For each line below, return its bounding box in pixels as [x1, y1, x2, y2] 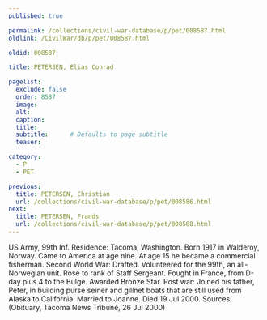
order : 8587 [15, 93, 57, 101]
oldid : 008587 [8, 49, 57, 57]
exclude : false [15, 86, 67, 94]
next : [8, 205, 27, 213]
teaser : [15, 139, 42, 147]
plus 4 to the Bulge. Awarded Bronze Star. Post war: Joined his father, [23, 276, 255, 286]
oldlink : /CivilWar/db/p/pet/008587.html [8, 34, 150, 42]
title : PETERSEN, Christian [15, 190, 111, 198]
